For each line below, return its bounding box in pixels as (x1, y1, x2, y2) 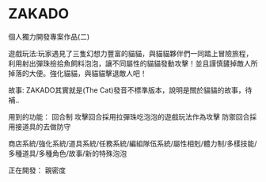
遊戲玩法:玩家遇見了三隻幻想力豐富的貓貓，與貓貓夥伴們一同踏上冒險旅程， (8, 48, 253, 58)
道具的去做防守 (21, 122, 71, 131)
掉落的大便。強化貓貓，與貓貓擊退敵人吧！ (8, 68, 147, 78)
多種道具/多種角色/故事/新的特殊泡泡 (8, 148, 127, 158)
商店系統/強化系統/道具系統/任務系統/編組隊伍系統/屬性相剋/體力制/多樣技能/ (8, 138, 257, 148)
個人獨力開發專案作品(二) (8, 32, 90, 41)
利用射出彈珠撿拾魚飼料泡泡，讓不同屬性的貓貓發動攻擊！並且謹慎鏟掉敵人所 (8, 59, 258, 68)
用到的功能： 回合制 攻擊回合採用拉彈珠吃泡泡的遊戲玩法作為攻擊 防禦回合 (8, 112, 250, 121)
